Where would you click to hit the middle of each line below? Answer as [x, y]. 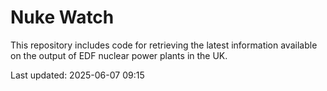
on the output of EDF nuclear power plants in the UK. [119, 55]
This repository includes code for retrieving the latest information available [164, 45]
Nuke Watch [62, 17]
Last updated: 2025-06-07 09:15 [77, 75]
